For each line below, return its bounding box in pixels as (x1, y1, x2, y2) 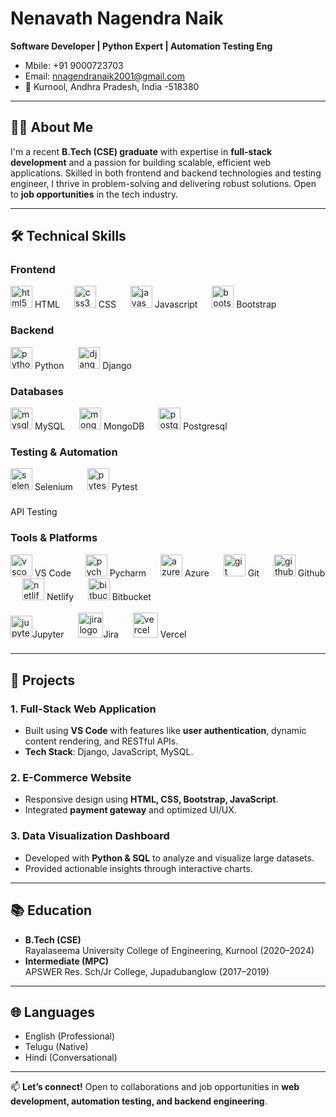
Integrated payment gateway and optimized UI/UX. (24, 804, 237, 816)
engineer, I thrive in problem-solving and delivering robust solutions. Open (10, 177, 317, 189)
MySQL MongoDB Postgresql (34, 420, 228, 432)
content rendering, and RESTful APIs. (24, 735, 179, 747)
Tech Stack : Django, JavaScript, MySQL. (24, 746, 194, 758)
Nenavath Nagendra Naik (10, 7, 224, 30)
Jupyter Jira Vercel (32, 628, 187, 640)
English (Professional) (24, 1030, 116, 1042)
